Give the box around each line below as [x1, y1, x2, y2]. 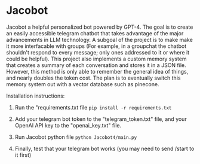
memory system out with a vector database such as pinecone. [6, 80, 159, 87]
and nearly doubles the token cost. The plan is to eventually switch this [6, 74, 181, 81]
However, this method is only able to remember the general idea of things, [6, 68, 189, 75]
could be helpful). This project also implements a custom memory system [6, 55, 187, 62]
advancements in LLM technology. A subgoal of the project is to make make [6, 36, 193, 43]
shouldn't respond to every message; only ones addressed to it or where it [6, 48, 190, 56]
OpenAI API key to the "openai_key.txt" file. [14, 122, 122, 129]
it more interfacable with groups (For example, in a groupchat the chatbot [6, 42, 187, 50]
